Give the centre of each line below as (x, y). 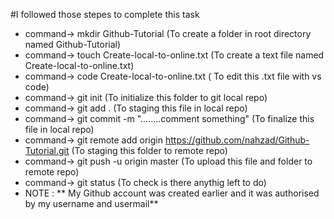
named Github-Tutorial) (73, 44)
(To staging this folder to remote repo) (149, 150)
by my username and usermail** (91, 203)
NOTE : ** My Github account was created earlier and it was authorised (172, 193)
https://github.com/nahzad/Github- (237, 140)
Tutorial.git (47, 150)
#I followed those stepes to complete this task (105, 14)
